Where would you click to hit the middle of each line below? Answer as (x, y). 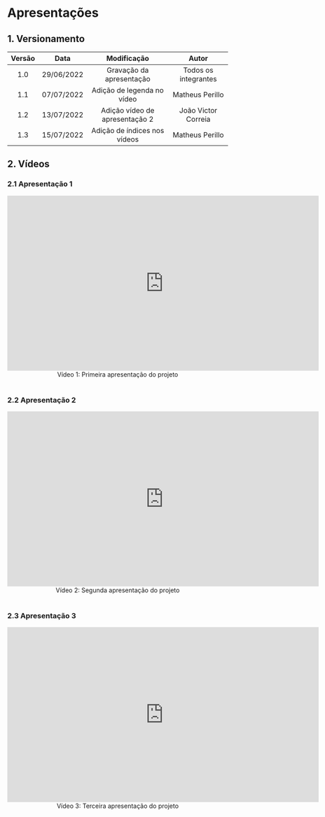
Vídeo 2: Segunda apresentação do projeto (118, 590)
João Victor (198, 110)
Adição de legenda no (128, 90)
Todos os (198, 70)
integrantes (198, 79)
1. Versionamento (46, 39)
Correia (198, 119)
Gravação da (128, 70)
